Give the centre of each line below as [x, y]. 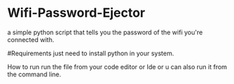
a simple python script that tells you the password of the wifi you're [105, 32]
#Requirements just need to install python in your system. [91, 53]
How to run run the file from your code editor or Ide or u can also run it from [117, 66]
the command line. [34, 74]
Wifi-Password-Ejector [76, 13]
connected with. [31, 39]
